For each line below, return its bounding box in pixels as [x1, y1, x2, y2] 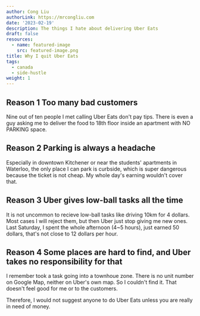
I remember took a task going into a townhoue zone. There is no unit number [6, 272, 195, 280]
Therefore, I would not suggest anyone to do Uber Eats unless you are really [6, 296, 193, 304]
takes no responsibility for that [6, 256, 123, 267]
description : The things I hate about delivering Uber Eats [6, 25, 159, 32]
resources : [6, 36, 33, 42]
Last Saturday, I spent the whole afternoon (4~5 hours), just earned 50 [6, 224, 180, 231]
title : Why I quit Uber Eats [6, 53, 79, 59]
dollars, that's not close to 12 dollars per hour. [6, 230, 118, 237]
